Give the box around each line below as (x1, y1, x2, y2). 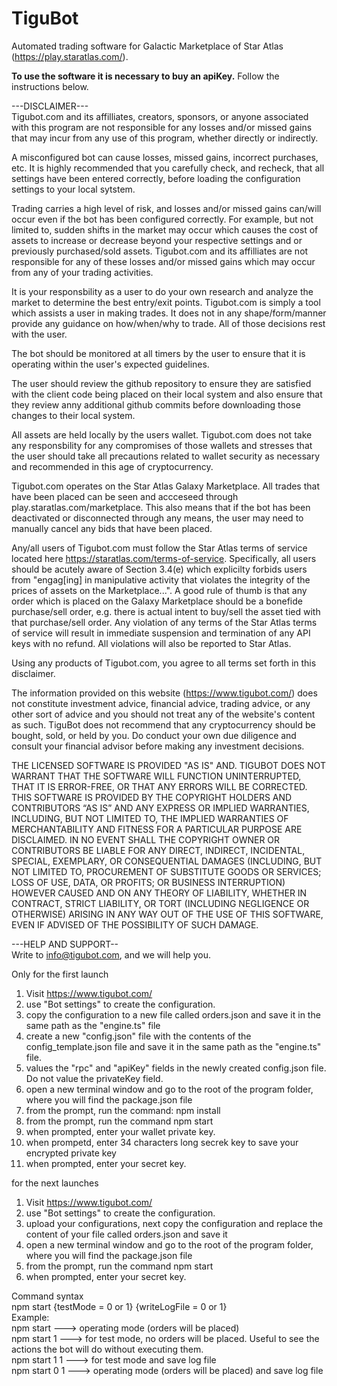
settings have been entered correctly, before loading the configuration (11, 172, 301, 184)
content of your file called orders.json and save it (25, 1228, 228, 1240)
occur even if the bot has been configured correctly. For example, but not (11, 213, 314, 225)
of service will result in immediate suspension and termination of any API (11, 627, 311, 639)
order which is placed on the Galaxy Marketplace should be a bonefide (11, 595, 303, 607)
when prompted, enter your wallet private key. (25, 1125, 216, 1137)
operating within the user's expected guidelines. (11, 358, 210, 370)
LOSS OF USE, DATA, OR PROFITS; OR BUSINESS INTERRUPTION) (11, 876, 286, 888)
